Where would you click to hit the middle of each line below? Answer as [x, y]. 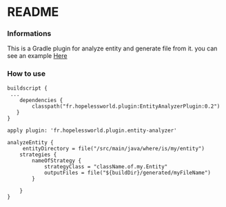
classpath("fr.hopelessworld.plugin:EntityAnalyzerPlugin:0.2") [126, 106]
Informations [29, 34]
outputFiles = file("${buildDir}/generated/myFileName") [127, 172]
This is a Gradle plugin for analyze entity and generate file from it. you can [112, 48]
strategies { [38, 155]
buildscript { [28, 88]
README [33, 12]
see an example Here [37, 56]
